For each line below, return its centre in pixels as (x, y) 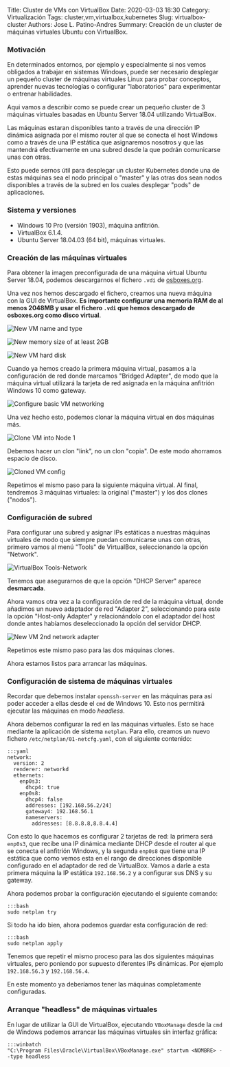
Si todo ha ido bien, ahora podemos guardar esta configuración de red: (107, 925)
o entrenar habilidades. (40, 94)
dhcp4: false (44, 800)
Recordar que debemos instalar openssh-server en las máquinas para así (110, 696)
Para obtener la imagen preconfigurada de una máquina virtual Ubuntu (107, 272)
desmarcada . (26, 588)
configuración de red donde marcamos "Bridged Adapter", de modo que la (113, 376)
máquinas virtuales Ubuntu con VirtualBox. (68, 32)
